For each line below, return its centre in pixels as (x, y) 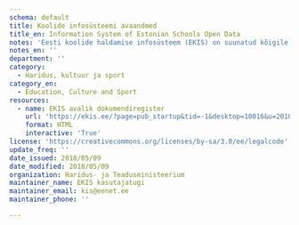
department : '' (37, 59)
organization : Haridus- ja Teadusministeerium (97, 174)
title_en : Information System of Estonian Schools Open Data (125, 34)
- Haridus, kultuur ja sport (71, 76)
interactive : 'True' (63, 133)
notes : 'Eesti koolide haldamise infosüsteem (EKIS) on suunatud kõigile (149, 42)
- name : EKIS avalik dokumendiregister (91, 108)
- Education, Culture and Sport (77, 92)
